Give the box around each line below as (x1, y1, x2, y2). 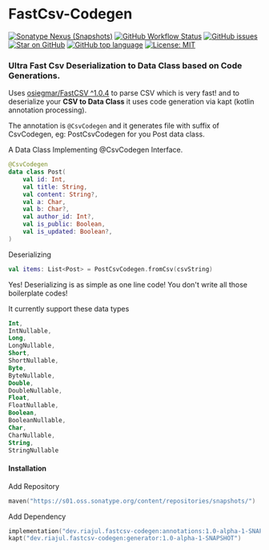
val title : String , (22, 182, 88, 191)
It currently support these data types (8, 304, 130, 313)
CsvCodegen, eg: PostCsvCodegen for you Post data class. (8, 129, 206, 139)
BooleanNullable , (8, 417, 66, 425)
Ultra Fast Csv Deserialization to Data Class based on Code (8, 59, 243, 71)
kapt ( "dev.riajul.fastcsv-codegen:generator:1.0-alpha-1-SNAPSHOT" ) (8, 535, 242, 543)
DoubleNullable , (8, 386, 62, 394)
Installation (8, 463, 46, 474)
